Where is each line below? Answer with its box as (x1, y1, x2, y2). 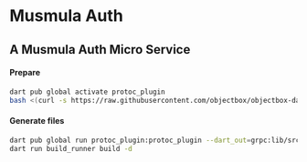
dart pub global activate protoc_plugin (9, 87, 166, 96)
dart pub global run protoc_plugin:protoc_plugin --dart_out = (9, 136, 251, 145)
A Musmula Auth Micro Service (9, 42, 191, 57)
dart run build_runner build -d (9, 144, 132, 153)
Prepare (9, 67, 41, 78)
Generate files (9, 116, 65, 127)
